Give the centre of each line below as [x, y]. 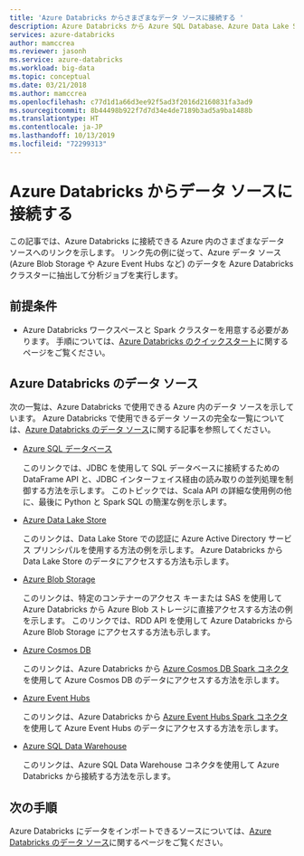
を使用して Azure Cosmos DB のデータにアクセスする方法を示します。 [153, 680]
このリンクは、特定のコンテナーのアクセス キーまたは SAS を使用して [152, 598]
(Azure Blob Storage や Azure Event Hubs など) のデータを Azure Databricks [152, 263]
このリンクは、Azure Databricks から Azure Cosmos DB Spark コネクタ [156, 669]
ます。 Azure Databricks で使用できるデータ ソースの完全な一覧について [151, 418]
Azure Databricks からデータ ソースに [151, 191]
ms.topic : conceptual [50, 77]
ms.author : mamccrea [48, 93]
